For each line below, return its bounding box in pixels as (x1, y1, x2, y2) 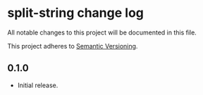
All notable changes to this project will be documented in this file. (7, 28, 197, 37)
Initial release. (17, 81, 59, 89)
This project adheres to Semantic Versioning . (7, 42, 138, 50)
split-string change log (7, 5, 144, 21)
